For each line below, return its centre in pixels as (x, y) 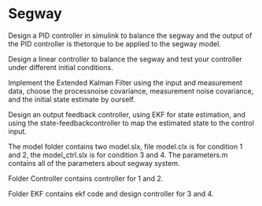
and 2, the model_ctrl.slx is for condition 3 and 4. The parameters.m (118, 155)
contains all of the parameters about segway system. (94, 163)
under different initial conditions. (61, 67)
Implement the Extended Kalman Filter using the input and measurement (125, 83)
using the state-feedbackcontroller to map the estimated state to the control (131, 123)
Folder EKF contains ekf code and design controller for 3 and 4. (111, 193)
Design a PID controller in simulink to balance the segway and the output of (130, 35)
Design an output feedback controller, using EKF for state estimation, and (127, 114)
